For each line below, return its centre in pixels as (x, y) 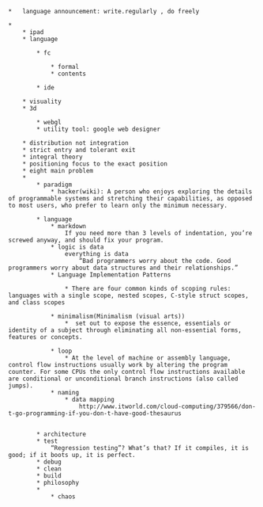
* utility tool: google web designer (98, 129)
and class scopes (37, 303)
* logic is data (77, 247)
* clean (49, 469)
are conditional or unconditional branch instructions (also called (123, 379)
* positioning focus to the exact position (95, 164)
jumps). (21, 386)
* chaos (63, 497)
